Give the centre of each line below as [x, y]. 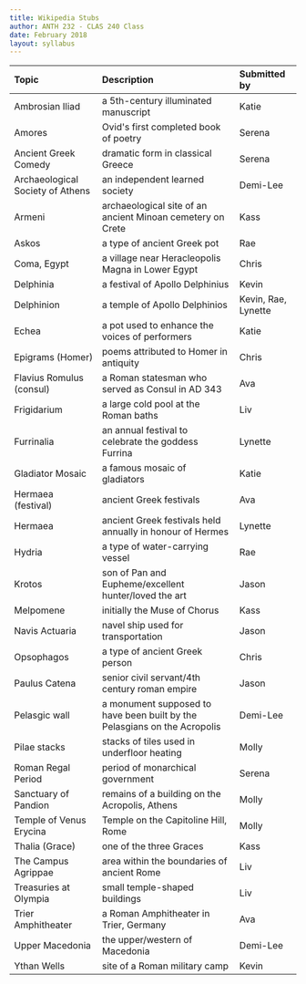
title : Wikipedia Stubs [55, 18]
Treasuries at [42, 887]
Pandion [32, 805]
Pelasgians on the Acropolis [161, 727]
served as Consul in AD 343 [162, 389]
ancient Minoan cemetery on [163, 217]
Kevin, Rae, [263, 299]
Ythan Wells [40, 966]
